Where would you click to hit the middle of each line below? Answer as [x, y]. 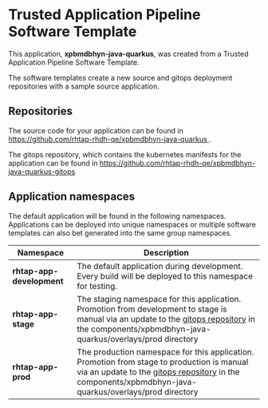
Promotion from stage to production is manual [163, 362]
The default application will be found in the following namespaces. [117, 216]
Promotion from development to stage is [152, 309]
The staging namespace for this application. [159, 299]
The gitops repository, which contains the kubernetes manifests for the [125, 154]
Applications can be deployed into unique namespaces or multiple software [132, 224]
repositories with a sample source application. [84, 86]
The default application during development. [160, 266]
